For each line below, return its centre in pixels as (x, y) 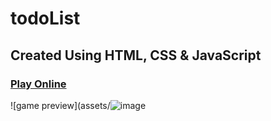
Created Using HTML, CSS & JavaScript (136, 55)
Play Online (38, 84)
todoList (45, 18)
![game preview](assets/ (60, 105)
